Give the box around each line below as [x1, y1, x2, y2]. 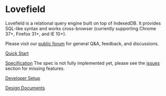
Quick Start [5, 50, 29, 56]
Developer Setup [5, 75, 40, 81]
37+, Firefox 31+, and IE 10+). [5, 31, 67, 37]
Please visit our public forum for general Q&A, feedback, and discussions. [5, 40, 159, 46]
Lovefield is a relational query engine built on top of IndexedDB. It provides [5, 20, 161, 26]
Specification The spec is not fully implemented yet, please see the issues [5, 60, 160, 66]
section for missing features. [5, 65, 65, 71]
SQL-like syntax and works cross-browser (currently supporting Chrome [5, 25, 156, 31]
